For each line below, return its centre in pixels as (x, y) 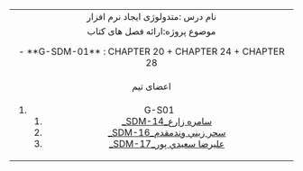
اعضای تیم (151, 86)
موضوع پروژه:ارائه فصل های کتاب (151, 31)
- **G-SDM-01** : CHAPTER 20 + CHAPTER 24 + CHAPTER (151, 51)
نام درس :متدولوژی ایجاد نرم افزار (151, 17)
